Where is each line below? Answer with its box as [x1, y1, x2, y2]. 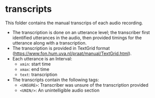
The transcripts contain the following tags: [12, 77, 99, 83]
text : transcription [19, 71, 58, 77]
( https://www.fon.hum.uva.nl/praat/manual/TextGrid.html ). [12, 50, 132, 56]
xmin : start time [19, 61, 51, 67]
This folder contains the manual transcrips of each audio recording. [5, 20, 143, 26]
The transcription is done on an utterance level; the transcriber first [12, 29, 150, 35]
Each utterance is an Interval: [12, 55, 73, 61]
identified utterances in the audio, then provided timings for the [12, 35, 142, 41]
